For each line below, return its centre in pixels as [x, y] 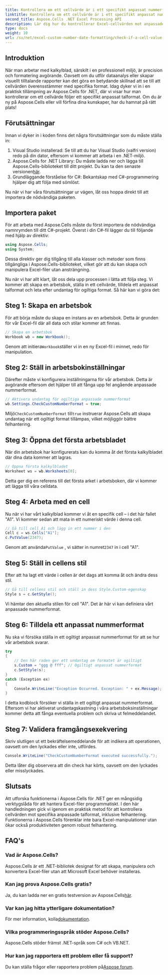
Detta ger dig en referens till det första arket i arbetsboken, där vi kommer [81, 481]
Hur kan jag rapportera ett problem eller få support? [69, 956]
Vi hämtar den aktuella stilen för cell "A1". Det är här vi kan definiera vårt [79, 603]
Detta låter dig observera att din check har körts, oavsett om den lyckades [82, 765]
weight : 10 [16, 33]
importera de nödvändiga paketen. [41, 197]
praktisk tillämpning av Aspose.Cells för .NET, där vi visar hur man [73, 91]
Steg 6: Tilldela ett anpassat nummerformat [74, 625]
